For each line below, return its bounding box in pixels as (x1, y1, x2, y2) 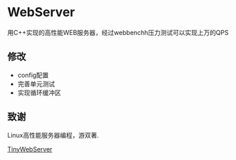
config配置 (17, 71, 49, 79)
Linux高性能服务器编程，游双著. (7, 131, 99, 139)
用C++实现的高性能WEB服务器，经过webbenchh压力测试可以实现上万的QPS (7, 28, 229, 36)
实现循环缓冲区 (17, 88, 61, 97)
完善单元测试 (17, 79, 55, 88)
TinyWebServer (7, 145, 53, 153)
